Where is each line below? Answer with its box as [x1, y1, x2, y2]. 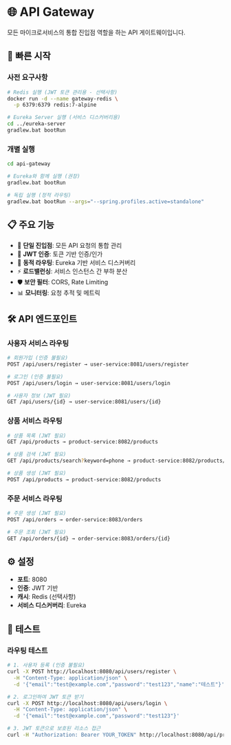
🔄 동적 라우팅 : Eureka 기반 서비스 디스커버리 [16, 259, 136, 267]
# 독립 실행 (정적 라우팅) [7, 191, 71, 198]
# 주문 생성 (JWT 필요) [7, 510, 67, 517]
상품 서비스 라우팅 [7, 416, 63, 426]
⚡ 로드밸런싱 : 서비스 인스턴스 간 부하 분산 [16, 267, 128, 275]
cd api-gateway [7, 160, 51, 167]
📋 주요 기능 [7, 218, 55, 231]
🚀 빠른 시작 [7, 50, 52, 62]
